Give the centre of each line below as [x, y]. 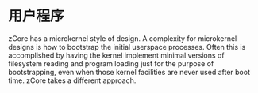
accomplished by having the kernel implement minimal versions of [116, 55]
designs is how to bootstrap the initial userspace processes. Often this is [127, 46]
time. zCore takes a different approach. [72, 80]
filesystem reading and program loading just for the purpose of [111, 63]
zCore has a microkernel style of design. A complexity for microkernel [123, 38]
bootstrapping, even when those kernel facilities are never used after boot [129, 72]
